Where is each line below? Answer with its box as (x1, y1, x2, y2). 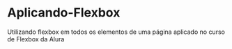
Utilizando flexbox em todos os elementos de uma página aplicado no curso (7, 28, 225, 36)
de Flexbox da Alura (7, 35, 65, 43)
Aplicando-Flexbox (7, 5, 121, 21)
